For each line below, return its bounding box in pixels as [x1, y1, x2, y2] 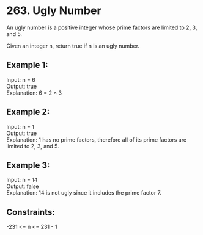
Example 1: [6, 60, 48, 70]
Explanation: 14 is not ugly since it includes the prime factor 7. [6, 189, 162, 197]
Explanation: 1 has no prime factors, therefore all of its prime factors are [6, 136, 187, 143]
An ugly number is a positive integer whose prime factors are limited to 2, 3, [6, 24, 197, 31]
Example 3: [6, 160, 50, 170]
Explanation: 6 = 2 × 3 [6, 89, 62, 96]
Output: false [6, 183, 39, 190]
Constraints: [6, 207, 55, 217]
